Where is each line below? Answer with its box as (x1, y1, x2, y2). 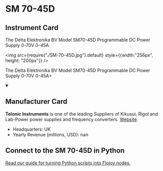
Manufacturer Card (5, 97, 68, 106)
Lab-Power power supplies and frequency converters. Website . (5, 116, 139, 122)
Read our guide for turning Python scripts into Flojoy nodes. (5, 160, 131, 166)
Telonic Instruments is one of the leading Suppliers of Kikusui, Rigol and (5, 110, 158, 117)
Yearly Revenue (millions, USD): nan (12, 131, 89, 137)
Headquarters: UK (12, 126, 51, 132)
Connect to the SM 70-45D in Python (5, 146, 125, 155)
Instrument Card (5, 23, 59, 32)
